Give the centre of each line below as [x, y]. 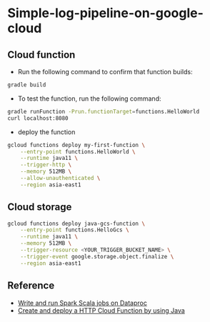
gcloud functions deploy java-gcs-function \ [76, 223]
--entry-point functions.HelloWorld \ [78, 151]
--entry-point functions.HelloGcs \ [75, 230]
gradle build [27, 85]
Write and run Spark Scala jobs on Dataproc [82, 303]
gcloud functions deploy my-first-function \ [76, 145]
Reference [31, 286]
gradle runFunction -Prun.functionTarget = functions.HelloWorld [104, 111]
